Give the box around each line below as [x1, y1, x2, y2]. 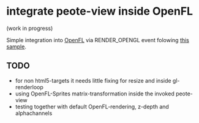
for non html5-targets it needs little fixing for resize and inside [15, 76, 171, 84]
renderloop [15, 83, 44, 91]
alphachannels [15, 109, 53, 117]
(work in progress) [6, 24, 53, 32]
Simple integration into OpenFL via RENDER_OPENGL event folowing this [6, 36, 190, 43]
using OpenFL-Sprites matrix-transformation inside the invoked [15, 90, 175, 97]
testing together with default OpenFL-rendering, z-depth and [15, 103, 170, 110]
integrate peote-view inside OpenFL [6, 4, 193, 18]
